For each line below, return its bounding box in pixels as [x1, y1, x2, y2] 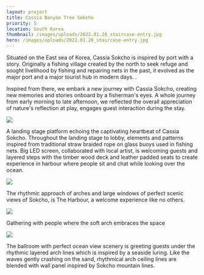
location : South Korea [6, 26, 64, 32]
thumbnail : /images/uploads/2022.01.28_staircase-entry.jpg [6, 32, 163, 38]
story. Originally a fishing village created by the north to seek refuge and [6, 60, 188, 68]
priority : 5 [6, 20, 37, 26]
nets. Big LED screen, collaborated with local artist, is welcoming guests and [6, 147, 198, 154]
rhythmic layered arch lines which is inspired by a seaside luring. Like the [6, 249, 190, 256]
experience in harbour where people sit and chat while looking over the [6, 160, 185, 167]
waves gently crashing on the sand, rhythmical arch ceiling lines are [6, 256, 177, 262]
